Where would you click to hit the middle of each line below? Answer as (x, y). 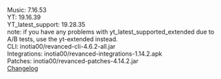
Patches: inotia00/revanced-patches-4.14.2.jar (73, 61)
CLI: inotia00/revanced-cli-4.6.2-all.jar (61, 46)
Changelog (23, 68)
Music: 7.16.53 (27, 10)
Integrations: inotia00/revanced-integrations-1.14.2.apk (85, 54)
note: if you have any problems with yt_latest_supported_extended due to (111, 32)
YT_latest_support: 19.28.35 (46, 24)
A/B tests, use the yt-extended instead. (62, 39)
